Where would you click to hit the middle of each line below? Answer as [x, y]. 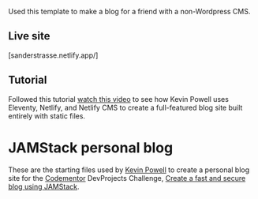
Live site [29, 36]
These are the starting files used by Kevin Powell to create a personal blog [129, 170]
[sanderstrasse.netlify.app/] [53, 55]
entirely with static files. [47, 116]
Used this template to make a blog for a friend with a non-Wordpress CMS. [129, 11]
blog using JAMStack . [44, 186]
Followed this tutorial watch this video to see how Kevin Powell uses [118, 99]
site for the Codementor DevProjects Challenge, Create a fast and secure [127, 178]
